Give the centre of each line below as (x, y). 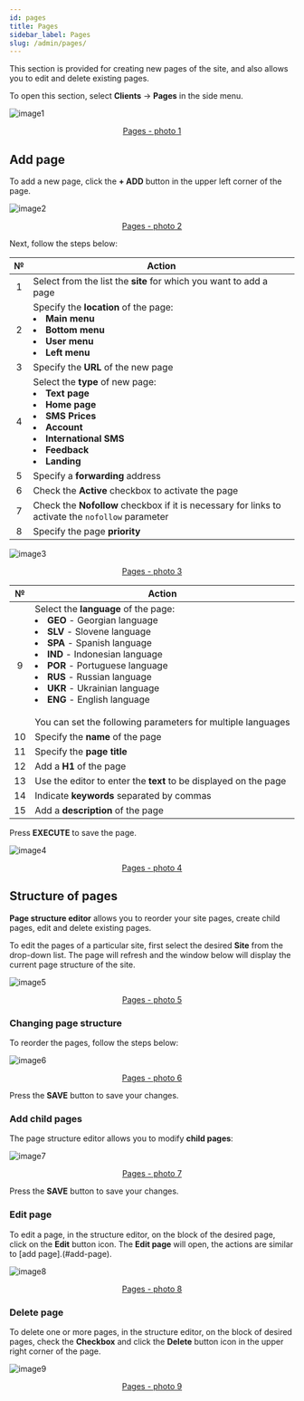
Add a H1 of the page (81, 766)
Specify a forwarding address (97, 476)
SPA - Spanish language (99, 643)
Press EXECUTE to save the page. (73, 833)
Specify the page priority (87, 532)
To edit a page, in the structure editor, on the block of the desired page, (142, 1234)
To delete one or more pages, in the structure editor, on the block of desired (151, 1332)
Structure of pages (64, 896)
